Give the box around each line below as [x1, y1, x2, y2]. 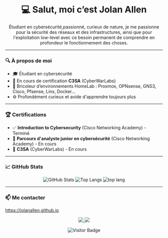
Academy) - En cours [12, 141, 56, 147]
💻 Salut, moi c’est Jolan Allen [21, 4, 147, 15]
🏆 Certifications [5, 111, 46, 118]
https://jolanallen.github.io [5, 208, 59, 214]
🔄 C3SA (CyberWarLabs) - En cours [12, 146, 87, 152]
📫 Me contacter [5, 194, 45, 201]
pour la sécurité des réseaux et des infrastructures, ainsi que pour [15, 29, 152, 35]
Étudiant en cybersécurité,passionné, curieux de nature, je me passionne [8, 23, 159, 30]
